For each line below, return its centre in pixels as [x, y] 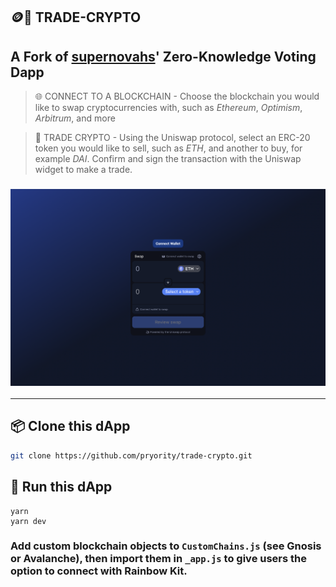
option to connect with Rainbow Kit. [99, 571]
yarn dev [28, 521]
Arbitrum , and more [75, 118]
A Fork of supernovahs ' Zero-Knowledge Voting [163, 56]
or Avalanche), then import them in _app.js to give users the [159, 559]
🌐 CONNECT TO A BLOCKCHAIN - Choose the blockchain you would [177, 96]
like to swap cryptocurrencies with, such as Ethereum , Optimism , [168, 108]
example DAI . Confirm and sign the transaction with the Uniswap [168, 159]
